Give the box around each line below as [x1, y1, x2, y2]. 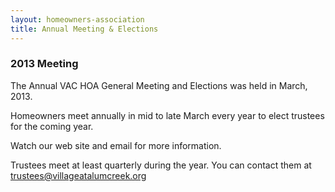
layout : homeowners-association [10, 14, 145, 25]
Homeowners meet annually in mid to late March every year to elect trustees [10, 109, 325, 121]
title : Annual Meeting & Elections [10, 24, 159, 34]
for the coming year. [10, 120, 94, 132]
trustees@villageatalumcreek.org [10, 169, 147, 181]
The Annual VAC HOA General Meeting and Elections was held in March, [10, 79, 308, 91]
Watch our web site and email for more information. [10, 139, 222, 151]
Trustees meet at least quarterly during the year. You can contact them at [10, 159, 312, 171]
